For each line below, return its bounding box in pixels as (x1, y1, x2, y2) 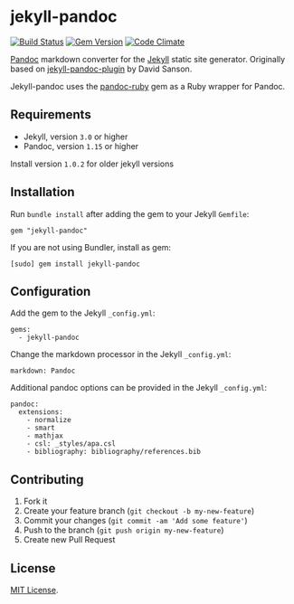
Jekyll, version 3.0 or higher (23, 131, 128, 142)
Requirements (10, 107, 91, 123)
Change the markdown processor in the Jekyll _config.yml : (10, 349, 232, 360)
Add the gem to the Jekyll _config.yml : (10, 307, 156, 318)
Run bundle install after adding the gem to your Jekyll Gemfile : (10, 208, 250, 219)
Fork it (23, 495, 48, 507)
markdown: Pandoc (10, 366, 76, 376)
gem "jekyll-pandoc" (10, 226, 89, 235)
